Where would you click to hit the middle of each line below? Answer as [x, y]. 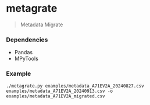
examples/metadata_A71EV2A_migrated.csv [56, 96]
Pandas [24, 52]
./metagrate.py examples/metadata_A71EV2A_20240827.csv [75, 86]
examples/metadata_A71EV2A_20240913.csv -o [60, 91]
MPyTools [26, 59]
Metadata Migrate [42, 24]
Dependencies [27, 40]
